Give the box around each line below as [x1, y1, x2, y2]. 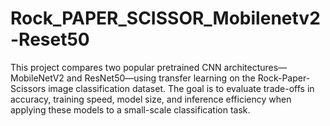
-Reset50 [10, 28, 90, 51]
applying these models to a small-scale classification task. [10, 103, 251, 116]
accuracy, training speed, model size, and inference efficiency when [10, 93, 292, 105]
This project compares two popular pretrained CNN [10, 61, 222, 73]
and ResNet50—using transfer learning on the [66, 72, 256, 84]
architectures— [223, 61, 288, 73]
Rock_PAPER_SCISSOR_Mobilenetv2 [10, 7, 321, 30]
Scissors [10, 82, 47, 94]
